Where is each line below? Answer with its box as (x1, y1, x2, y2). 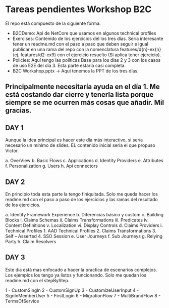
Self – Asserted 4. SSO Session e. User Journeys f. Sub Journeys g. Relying (5, 233, 163, 239)
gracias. (5, 106, 32, 115)
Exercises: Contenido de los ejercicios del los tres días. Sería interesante (12, 35, 163, 42)
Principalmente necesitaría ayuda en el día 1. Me (5, 83, 160, 91)
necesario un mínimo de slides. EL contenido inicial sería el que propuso (5, 142, 155, 148)
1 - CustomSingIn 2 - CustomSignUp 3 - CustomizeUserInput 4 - (5, 287, 139, 293)
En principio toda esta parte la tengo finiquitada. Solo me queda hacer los (5, 191, 158, 197)
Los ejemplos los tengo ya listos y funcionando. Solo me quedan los (5, 272, 147, 278)
